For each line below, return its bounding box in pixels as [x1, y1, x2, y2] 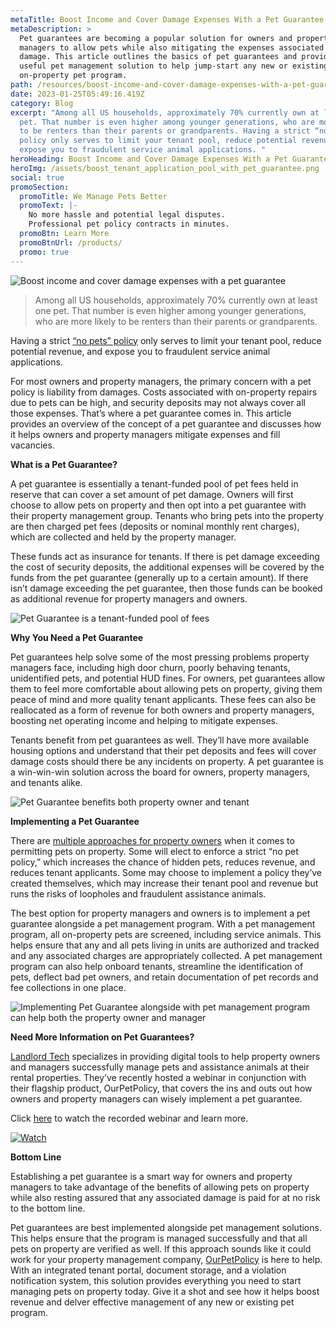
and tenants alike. [10, 776, 83, 788]
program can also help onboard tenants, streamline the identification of [10, 960, 304, 972]
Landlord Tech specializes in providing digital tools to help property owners [10, 1050, 321, 1062]
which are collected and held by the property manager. [10, 531, 237, 543]
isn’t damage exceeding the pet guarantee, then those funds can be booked [10, 582, 323, 594]
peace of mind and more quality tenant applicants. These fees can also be [10, 693, 317, 705]
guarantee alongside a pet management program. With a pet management [10, 917, 316, 930]
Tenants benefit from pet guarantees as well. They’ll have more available [10, 734, 310, 746]
